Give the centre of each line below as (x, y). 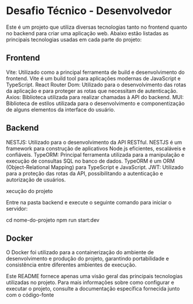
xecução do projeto (30, 191)
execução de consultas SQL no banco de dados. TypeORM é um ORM (91, 161)
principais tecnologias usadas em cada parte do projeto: (74, 39)
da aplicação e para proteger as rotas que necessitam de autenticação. (92, 91)
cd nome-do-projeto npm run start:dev (53, 220)
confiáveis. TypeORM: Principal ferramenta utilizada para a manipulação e (95, 154)
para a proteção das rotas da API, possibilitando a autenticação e (85, 173)
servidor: (17, 208)
